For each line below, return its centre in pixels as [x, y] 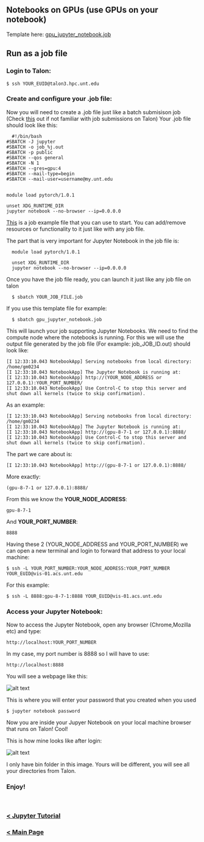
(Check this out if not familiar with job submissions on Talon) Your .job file [99, 118]
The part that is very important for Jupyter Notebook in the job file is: [93, 241]
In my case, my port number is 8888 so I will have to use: [78, 654]
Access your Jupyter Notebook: [55, 611]
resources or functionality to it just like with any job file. [76, 229]
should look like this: [32, 125]
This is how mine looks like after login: [54, 741]
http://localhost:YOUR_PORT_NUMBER [51, 643]
